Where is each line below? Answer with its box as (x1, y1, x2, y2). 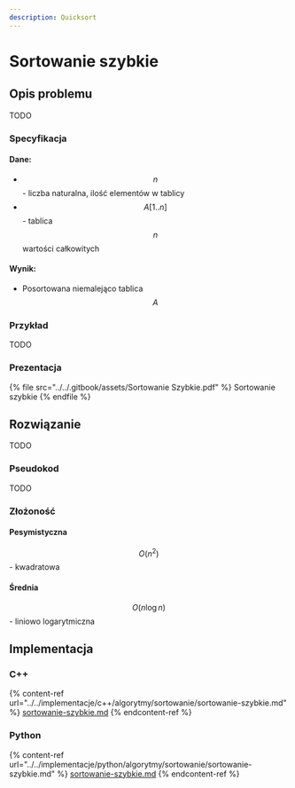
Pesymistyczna (9, 527, 68, 538)
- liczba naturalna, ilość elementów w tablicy (21, 187, 185, 198)
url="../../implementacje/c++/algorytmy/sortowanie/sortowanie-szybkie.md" (9, 697, 287, 708)
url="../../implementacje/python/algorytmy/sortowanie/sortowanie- (9, 759, 252, 769)
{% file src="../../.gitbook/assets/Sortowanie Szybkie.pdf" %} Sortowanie (9, 382, 276, 392)
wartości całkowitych (21, 243, 100, 254)
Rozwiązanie (9, 416, 82, 431)
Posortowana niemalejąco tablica (21, 283, 144, 294)
